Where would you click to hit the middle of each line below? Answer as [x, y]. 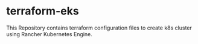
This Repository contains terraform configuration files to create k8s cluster [99, 28]
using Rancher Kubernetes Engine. [49, 34]
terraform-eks [43, 11]
